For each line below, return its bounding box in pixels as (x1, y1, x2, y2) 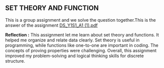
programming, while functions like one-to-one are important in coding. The (5, 42, 159, 48)
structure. (5, 58, 25, 64)
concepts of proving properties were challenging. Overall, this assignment (5, 47, 157, 53)
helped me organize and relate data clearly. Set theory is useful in (5, 37, 140, 43)
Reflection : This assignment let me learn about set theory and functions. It (5, 32, 159, 37)
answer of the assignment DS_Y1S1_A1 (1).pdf (5, 22, 98, 28)
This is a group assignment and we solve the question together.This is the (5, 17, 156, 23)
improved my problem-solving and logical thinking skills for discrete (5, 53, 144, 59)
